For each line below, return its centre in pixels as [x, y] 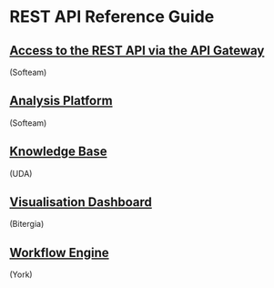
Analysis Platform [61, 101]
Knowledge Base [58, 152]
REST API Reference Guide [112, 17]
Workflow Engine [59, 252]
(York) [21, 274]
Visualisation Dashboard [81, 202]
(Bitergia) [27, 224]
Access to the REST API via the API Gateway [137, 51]
